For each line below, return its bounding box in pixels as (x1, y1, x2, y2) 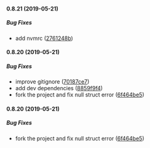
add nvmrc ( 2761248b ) (15, 34, 74, 42)
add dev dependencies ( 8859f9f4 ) (15, 85, 103, 92)
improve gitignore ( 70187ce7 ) (15, 78, 90, 85)
